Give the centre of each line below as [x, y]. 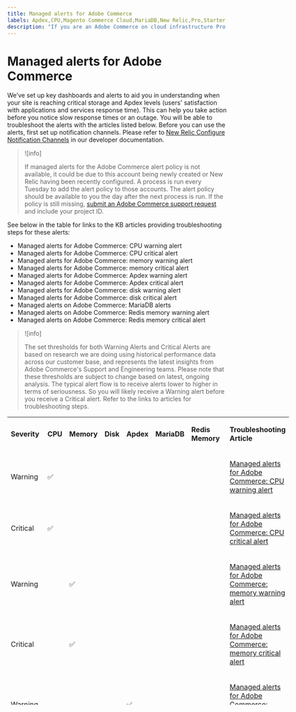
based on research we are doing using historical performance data [120, 355]
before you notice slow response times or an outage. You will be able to [110, 118]
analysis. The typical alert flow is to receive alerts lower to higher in [121, 384]
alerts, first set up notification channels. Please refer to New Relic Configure [116, 133]
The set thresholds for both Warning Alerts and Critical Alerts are [117, 347]
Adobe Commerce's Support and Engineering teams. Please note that [124, 369]
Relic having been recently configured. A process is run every [113, 181]
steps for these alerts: [39, 232]
